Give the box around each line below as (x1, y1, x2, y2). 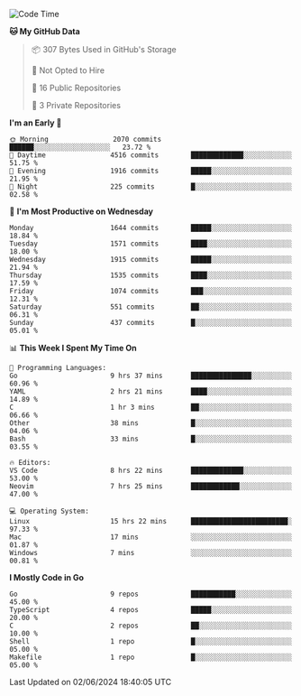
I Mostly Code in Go (9, 572, 84, 582)
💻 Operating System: (9, 506, 90, 515)
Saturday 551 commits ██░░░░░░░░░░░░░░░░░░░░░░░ (9, 302, 293, 311)
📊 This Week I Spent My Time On (9, 343, 137, 353)
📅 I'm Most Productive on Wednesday (9, 206, 153, 217)
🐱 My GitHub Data (9, 26, 81, 36)
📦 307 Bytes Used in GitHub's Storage (31, 44, 178, 54)
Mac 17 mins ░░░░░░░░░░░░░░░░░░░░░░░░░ (9, 533, 293, 542)
